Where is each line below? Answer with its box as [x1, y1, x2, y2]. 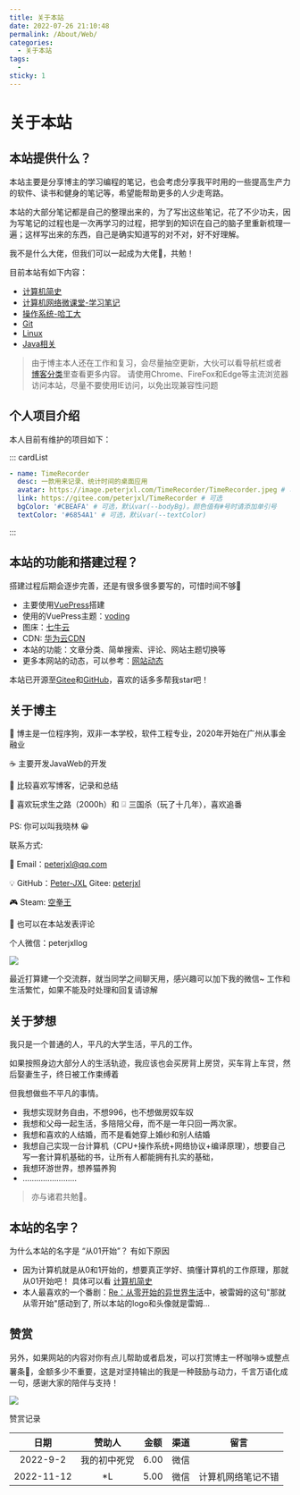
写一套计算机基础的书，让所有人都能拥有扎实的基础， [21, 1152, 219, 1162]
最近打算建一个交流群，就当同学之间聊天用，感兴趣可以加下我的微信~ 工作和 [9, 974, 291, 984]
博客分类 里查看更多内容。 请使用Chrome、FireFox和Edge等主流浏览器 [30, 368, 289, 379]
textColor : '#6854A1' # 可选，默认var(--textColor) [17, 511, 207, 519]
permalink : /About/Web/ [9, 30, 98, 38]
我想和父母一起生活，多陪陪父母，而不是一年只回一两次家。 [21, 1119, 242, 1129]
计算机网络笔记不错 [198, 1470, 279, 1482]
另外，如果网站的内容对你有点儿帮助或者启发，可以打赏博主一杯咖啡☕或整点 [9, 1352, 290, 1363]
